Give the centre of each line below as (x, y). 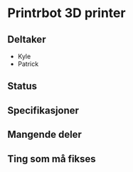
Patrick (28, 64)
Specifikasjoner (43, 111)
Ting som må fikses (52, 159)
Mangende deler (44, 135)
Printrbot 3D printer (66, 13)
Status (22, 86)
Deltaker (27, 39)
